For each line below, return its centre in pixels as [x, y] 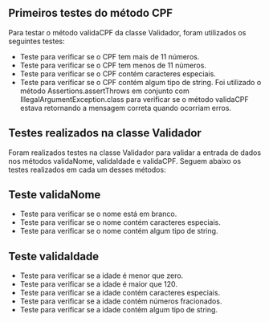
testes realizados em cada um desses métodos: [87, 169]
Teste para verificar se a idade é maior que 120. [99, 284]
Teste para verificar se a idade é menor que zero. [102, 275]
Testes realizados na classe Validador [105, 133]
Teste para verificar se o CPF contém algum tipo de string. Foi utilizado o [141, 82]
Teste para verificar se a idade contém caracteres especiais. [120, 293]
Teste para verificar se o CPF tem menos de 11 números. [113, 65]
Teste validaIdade [54, 256]
